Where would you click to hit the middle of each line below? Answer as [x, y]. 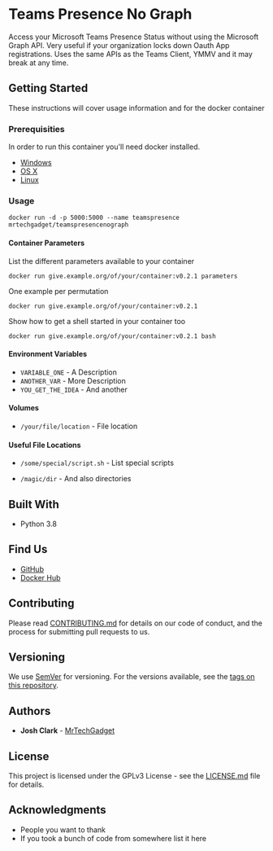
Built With [34, 504]
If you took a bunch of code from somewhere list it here [113, 838]
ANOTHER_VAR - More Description [73, 380]
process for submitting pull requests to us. [79, 631]
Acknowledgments [58, 810]
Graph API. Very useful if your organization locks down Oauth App [119, 45]
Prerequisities [37, 129]
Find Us [28, 549]
